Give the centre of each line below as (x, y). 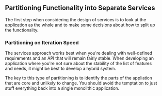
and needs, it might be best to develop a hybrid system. (61, 69)
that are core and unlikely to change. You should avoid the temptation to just (81, 83)
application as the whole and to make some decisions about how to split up (80, 25)
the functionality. (22, 30)
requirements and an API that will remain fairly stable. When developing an (80, 58)
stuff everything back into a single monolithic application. (62, 88)
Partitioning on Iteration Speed (42, 42)
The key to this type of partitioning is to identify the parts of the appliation (79, 78)
